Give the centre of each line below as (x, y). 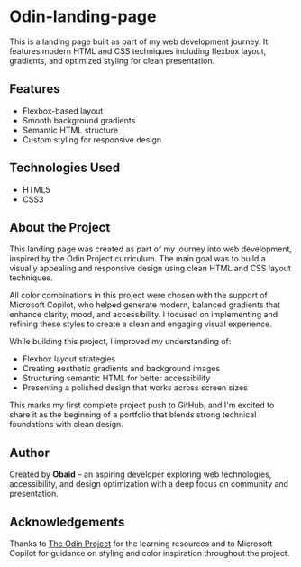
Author (29, 453)
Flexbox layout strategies (69, 359)
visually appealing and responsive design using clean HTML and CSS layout (150, 269)
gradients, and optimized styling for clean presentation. (112, 60)
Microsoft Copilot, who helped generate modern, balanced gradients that (145, 305)
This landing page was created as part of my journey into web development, (151, 249)
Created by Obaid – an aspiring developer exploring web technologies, (141, 474)
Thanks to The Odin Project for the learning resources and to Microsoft (141, 544)
